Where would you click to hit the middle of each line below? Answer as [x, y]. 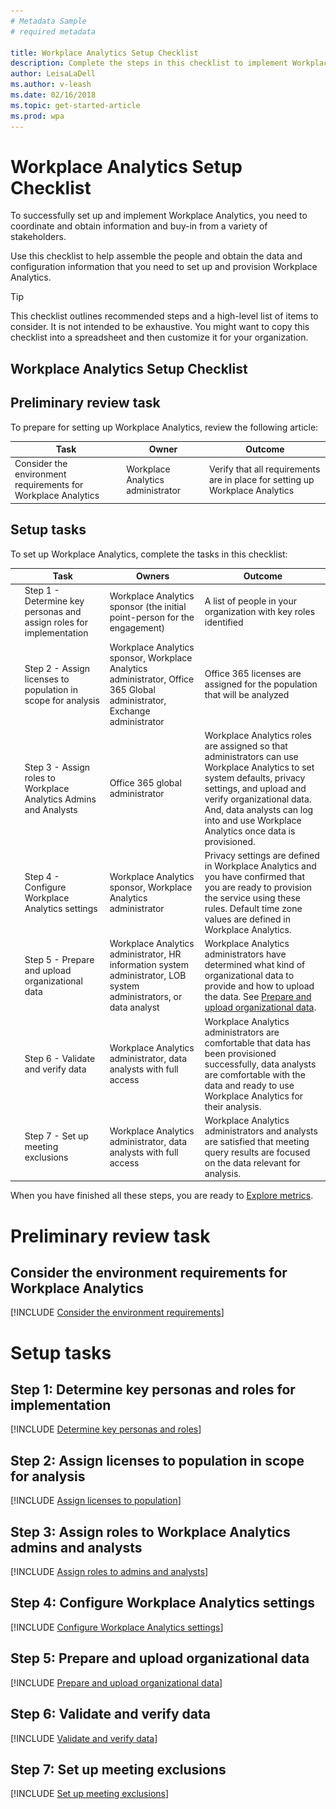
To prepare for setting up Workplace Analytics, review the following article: [164, 427]
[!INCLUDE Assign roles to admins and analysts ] [109, 1572]
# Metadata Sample [48, 21]
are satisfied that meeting [257, 1141]
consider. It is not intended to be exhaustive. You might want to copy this [160, 327]
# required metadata [53, 31]
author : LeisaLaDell [53, 74]
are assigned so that [246, 746]
